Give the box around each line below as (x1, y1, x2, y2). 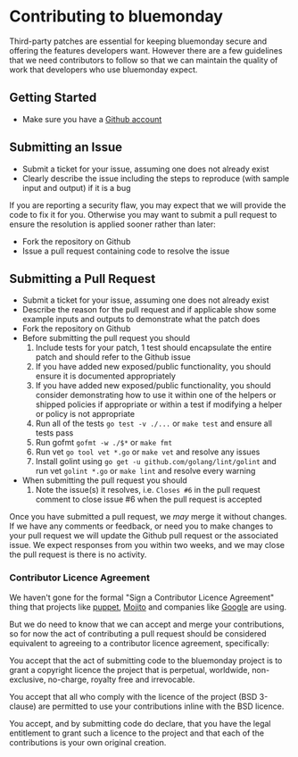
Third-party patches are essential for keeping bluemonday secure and (9, 36, 268, 46)
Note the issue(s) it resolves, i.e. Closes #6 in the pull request (35, 485, 261, 495)
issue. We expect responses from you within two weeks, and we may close (9, 540, 286, 551)
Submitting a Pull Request (9, 270, 156, 287)
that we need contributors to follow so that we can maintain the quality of (9, 54, 278, 65)
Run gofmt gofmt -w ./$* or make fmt (35, 437, 172, 448)
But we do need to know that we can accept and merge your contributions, (9, 619, 285, 629)
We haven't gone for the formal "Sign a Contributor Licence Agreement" (9, 592, 275, 603)
